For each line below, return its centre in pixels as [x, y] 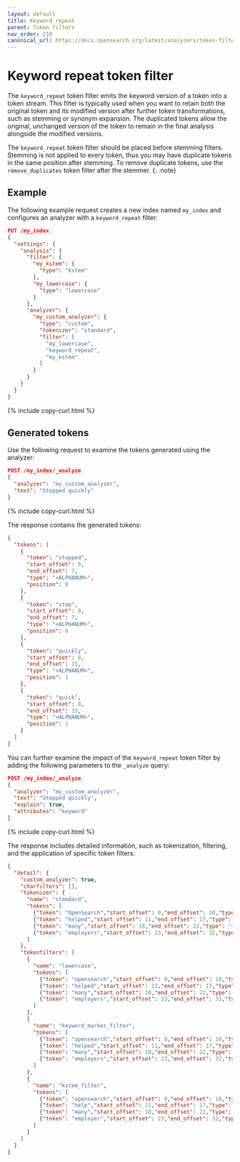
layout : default [31, 14]
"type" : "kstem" [63, 271]
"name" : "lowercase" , [65, 966]
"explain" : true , [40, 805]
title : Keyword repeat [41, 21]
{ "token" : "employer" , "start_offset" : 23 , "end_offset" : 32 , [130, 1119]
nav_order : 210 [30, 34]
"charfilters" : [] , [49, 886]
